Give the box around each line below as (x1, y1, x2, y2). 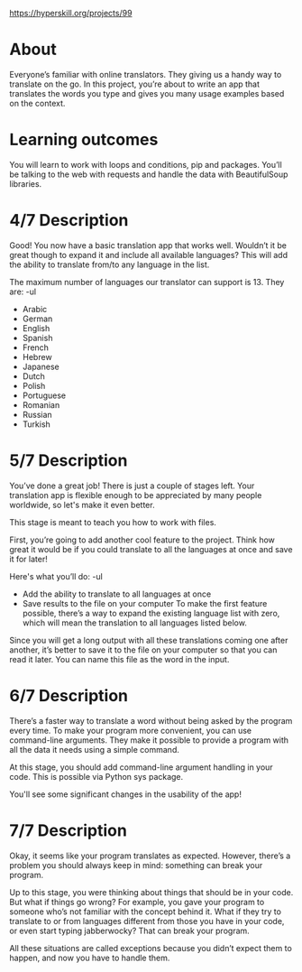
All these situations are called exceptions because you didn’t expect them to (9, 942, 293, 953)
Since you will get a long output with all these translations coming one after (9, 634, 288, 645)
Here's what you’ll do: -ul (9, 570, 104, 581)
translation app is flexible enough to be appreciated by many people (9, 489, 262, 500)
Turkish (22, 419, 51, 430)
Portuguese (22, 390, 66, 401)
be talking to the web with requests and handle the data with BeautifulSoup (9, 169, 288, 180)
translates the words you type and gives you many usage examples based (9, 88, 285, 98)
